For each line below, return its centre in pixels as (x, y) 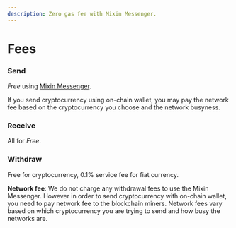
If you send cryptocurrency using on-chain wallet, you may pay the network (118, 100)
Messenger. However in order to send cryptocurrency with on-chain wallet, (117, 196)
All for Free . (24, 141)
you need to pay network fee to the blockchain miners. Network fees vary (115, 203)
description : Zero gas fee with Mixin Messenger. (82, 14)
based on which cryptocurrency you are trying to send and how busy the (114, 211)
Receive (22, 126)
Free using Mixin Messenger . (50, 86)
